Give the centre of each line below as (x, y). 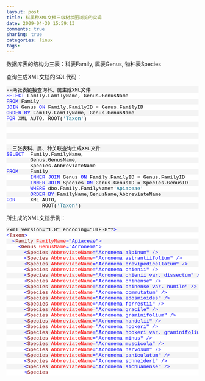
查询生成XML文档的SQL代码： (44, 77)
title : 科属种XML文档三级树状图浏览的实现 (54, 18)
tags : (13, 46)
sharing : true (24, 35)
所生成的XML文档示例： (36, 218)
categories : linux (30, 40)
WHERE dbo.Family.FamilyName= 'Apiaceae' (87, 188)
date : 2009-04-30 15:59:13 (41, 23)
